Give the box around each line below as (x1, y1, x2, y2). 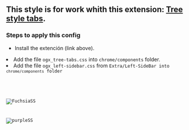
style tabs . (6, 14, 46, 24)
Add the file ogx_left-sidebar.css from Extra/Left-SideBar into (13, 62, 170, 69)
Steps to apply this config (6, 31, 81, 40)
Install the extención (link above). (14, 44, 95, 51)
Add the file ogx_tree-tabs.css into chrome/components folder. (13, 55, 161, 63)
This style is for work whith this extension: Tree (6, 5, 183, 15)
